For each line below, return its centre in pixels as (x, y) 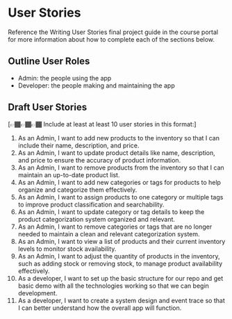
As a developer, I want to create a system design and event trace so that (121, 300)
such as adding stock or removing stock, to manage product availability (120, 263)
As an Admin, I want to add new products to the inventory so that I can (118, 138)
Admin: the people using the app (65, 78)
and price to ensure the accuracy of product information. (99, 160)
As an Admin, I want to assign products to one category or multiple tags (121, 197)
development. (38, 293)
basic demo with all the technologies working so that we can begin (113, 286)
